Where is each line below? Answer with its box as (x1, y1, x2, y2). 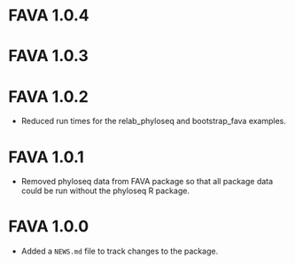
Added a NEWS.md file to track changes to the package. (20, 246, 219, 257)
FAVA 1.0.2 (8, 86, 89, 106)
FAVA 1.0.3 (8, 46, 89, 66)
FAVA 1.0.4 (8, 5, 89, 26)
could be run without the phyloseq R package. (20, 185, 190, 196)
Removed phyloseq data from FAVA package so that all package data (20, 176, 274, 187)
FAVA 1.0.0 (8, 216, 89, 237)
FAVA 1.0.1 (8, 147, 85, 167)
